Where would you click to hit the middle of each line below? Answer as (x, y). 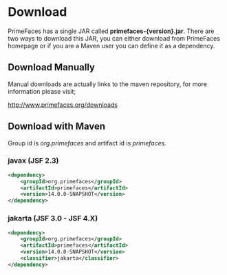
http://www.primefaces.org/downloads (63, 105)
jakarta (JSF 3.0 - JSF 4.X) (53, 218)
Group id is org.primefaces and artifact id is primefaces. (87, 143)
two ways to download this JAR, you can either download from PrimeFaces (114, 38)
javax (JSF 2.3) (33, 161)
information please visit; (42, 91)
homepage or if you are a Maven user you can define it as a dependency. (111, 45)
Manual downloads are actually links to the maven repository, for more (108, 84)
